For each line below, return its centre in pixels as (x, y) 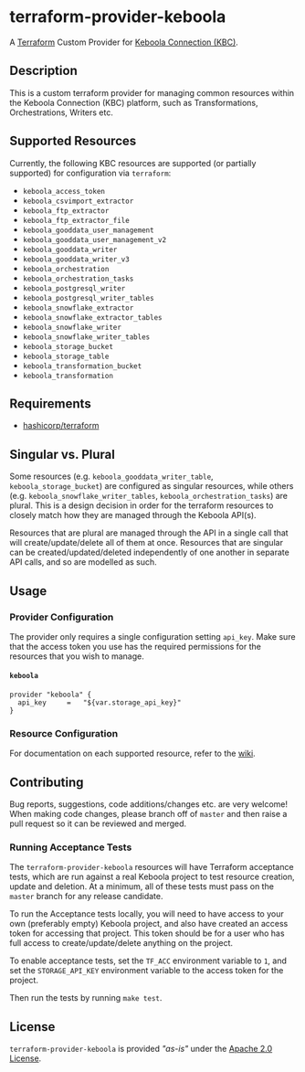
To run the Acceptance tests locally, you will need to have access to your (147, 914)
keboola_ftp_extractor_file (76, 220)
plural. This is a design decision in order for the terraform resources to (142, 505)
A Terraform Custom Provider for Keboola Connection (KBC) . (124, 42)
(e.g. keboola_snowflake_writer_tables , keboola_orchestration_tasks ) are (149, 496)
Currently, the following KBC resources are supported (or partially (133, 163)
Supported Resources (73, 141)
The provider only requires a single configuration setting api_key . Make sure (152, 636)
